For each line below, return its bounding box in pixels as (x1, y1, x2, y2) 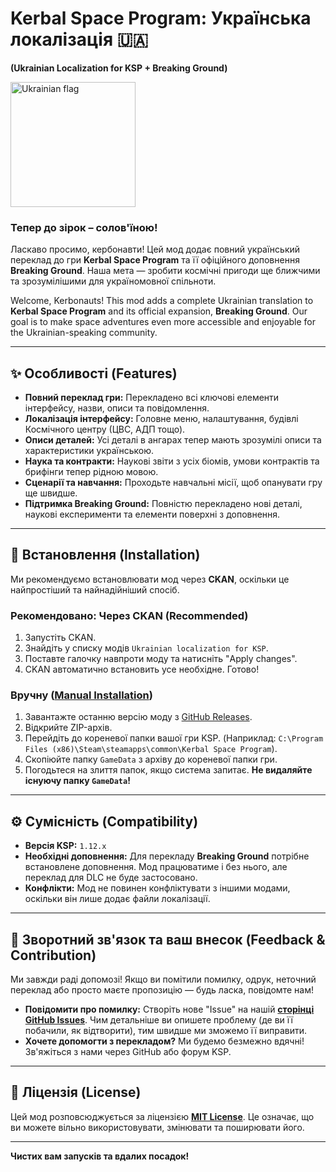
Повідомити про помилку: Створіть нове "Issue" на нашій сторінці (24, 1003, 315, 1016)
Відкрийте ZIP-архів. (24, 722, 113, 734)
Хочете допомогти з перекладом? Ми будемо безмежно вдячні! (24, 1035, 305, 1047)
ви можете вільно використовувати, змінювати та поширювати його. (10, 1121, 305, 1133)
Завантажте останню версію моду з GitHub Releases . (24, 711, 253, 723)
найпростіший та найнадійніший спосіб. (10, 583, 180, 596)
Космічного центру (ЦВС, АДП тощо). (24, 423, 186, 436)
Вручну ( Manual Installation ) (10, 688, 153, 702)
